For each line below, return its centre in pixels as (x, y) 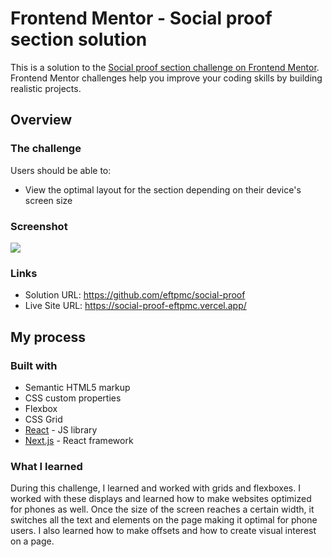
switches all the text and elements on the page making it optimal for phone (164, 520)
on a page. (32, 541)
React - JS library (61, 429)
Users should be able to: (61, 170)
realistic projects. (46, 88)
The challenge (46, 149)
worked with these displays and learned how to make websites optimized (161, 499)
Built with (34, 365)
